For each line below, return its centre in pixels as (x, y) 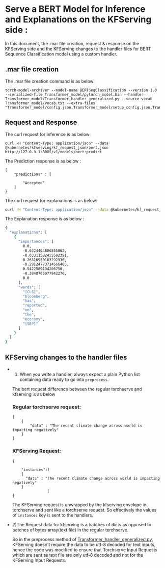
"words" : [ (29, 287)
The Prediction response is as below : (43, 161)
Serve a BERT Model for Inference (75, 9)
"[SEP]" (30, 324)
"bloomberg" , (36, 296)
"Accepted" (34, 183)
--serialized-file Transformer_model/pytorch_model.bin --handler (74, 94)
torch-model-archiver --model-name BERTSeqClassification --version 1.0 (81, 90)
